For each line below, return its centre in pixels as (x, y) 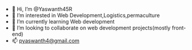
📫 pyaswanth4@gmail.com (46, 41)
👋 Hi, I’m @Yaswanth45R (42, 9)
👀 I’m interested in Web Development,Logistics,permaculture (86, 15)
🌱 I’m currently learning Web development (63, 21)
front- (179, 28)
